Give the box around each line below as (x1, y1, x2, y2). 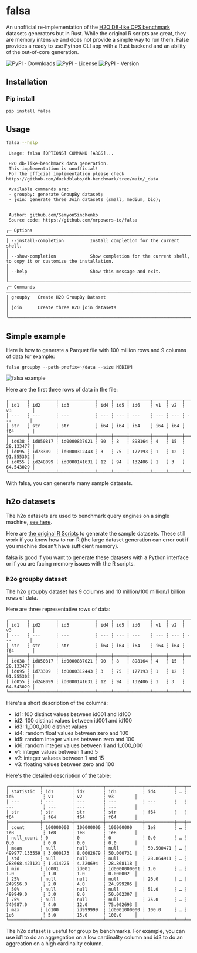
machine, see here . (6, 519, 53, 526)
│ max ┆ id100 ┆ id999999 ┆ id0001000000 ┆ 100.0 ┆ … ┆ (6, 907, 188, 913)
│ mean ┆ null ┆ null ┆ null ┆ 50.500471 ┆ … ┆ (6, 845, 188, 851)
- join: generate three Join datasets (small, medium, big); (8, 197, 161, 203)
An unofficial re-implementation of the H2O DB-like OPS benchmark (6, 24, 170, 31)
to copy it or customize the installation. (6, 259, 114, 265)
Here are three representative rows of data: (6, 606, 111, 613)
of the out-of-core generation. (6, 48, 79, 55)
